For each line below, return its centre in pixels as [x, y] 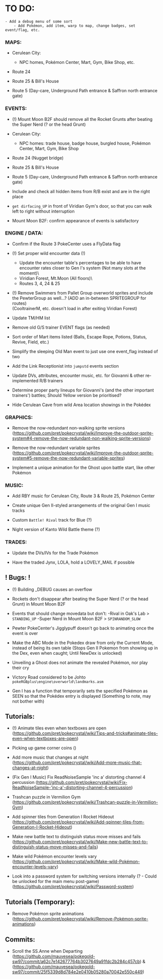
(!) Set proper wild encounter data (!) [49, 253]
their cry [20, 667]
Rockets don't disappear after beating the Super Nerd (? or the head [80, 599]
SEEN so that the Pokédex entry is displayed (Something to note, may [81, 696]
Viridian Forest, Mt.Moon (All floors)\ [56, 278]
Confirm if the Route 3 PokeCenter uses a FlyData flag [66, 244]
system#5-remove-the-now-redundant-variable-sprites [68, 458]
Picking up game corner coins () [44, 748]
